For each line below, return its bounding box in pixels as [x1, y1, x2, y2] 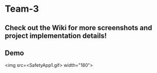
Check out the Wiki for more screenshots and [5, 23, 152, 32]
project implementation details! [5, 31, 107, 40]
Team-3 [5, 3, 39, 15]
